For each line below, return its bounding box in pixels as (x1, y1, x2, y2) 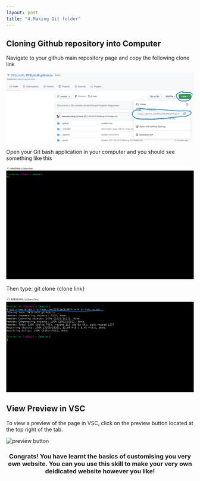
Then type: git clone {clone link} (6, 285, 85, 292)
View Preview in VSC (6, 404, 86, 414)
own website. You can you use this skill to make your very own (8, 460, 192, 468)
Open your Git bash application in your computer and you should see (6, 148, 176, 155)
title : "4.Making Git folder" (6, 15, 82, 22)
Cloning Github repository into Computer (6, 39, 161, 49)
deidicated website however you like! (45, 467, 155, 475)
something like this (6, 155, 52, 162)
